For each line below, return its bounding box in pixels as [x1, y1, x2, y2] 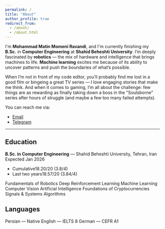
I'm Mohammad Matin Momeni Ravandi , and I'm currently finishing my [5, 44, 149, 49]
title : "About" [5, 12, 36, 17]
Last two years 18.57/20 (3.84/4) [12, 171, 78, 177]
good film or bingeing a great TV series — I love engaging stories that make [5, 79, 158, 85]
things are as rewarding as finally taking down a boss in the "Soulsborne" [5, 89, 154, 95]
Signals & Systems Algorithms [5, 191, 66, 197]
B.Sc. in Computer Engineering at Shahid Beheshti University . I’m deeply [5, 49, 156, 55]
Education [5, 138, 37, 146]
